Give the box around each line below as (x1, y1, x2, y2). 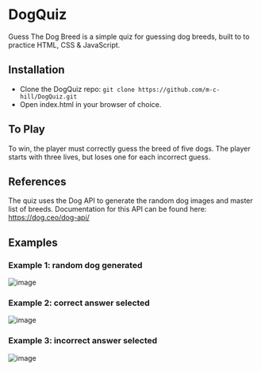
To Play (8, 123, 46, 136)
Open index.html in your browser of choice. (19, 99, 162, 109)
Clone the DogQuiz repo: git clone (19, 84, 135, 94)
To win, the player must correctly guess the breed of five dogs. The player (8, 143, 251, 153)
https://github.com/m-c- (137, 86, 221, 94)
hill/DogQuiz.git (19, 93, 78, 101)
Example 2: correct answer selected (8, 297, 151, 308)
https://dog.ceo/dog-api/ (8, 212, 90, 223)
